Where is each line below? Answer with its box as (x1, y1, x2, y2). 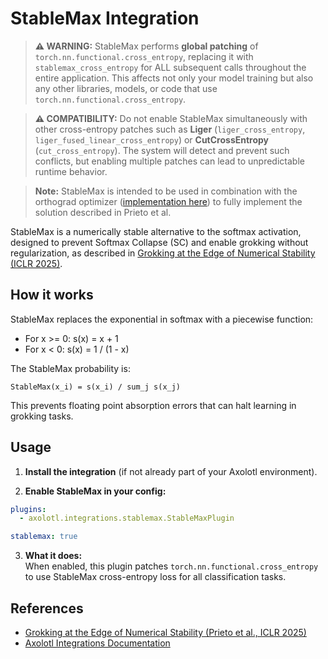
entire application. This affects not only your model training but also (34, 72, 314, 84)
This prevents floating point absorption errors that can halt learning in (10, 399, 297, 411)
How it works (10, 287, 94, 304)
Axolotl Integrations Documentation (24, 637, 171, 649)
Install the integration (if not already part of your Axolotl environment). (24, 465, 318, 477)
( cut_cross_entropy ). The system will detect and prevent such (34, 144, 290, 156)
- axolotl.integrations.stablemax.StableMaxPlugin (19, 513, 235, 524)
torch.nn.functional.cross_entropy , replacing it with (34, 50, 254, 62)
